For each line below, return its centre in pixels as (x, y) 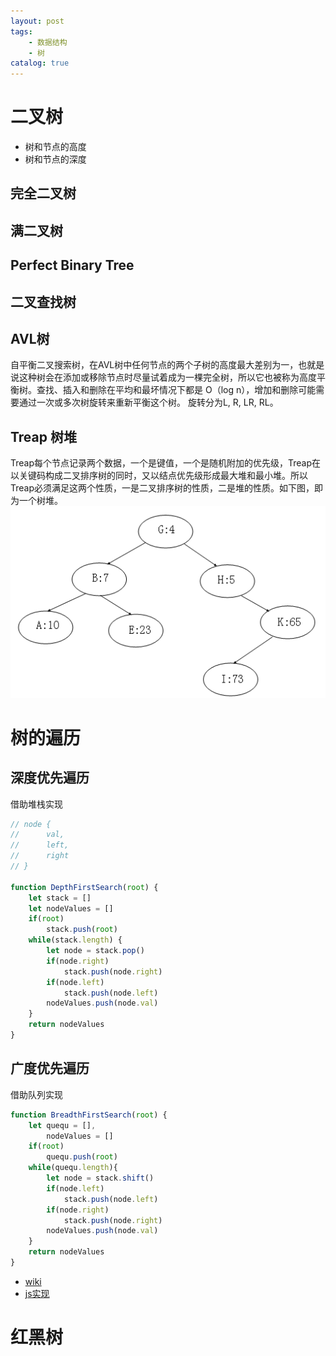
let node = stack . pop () (95, 951)
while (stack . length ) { (75, 940)
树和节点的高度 (55, 147)
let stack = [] (60, 898)
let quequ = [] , (62, 1125)
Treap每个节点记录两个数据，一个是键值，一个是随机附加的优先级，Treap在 (166, 463)
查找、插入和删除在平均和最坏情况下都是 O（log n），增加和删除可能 (176, 390)
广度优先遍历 (50, 1068)
